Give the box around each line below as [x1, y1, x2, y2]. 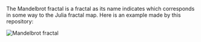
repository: [6, 18, 34, 25]
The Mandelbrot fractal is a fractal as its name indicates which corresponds [6, 5, 195, 12]
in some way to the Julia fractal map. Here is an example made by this [6, 11, 181, 19]
